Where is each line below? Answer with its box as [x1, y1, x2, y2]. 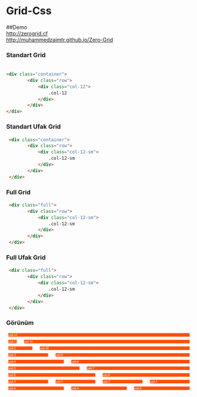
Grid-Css [6, 4, 52, 18]
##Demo [6, 24, 28, 31]
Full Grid [6, 188, 31, 196]
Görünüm [6, 319, 34, 327]
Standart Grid [6, 51, 46, 59]
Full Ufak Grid [6, 254, 46, 261]
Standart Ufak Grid [6, 123, 61, 131]
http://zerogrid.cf [6, 29, 48, 37]
